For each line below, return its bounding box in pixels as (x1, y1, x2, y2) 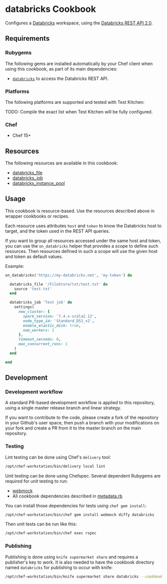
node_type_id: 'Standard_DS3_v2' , (23, 318, 94, 324)
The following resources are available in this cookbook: (5, 160, 118, 166)
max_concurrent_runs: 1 (18, 341, 68, 346)
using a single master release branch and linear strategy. (5, 405, 122, 411)
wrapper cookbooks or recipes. (5, 213, 70, 219)
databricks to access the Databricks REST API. (12, 76, 109, 82)
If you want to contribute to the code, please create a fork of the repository (5, 415, 159, 420)
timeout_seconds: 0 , (18, 337, 61, 342)
